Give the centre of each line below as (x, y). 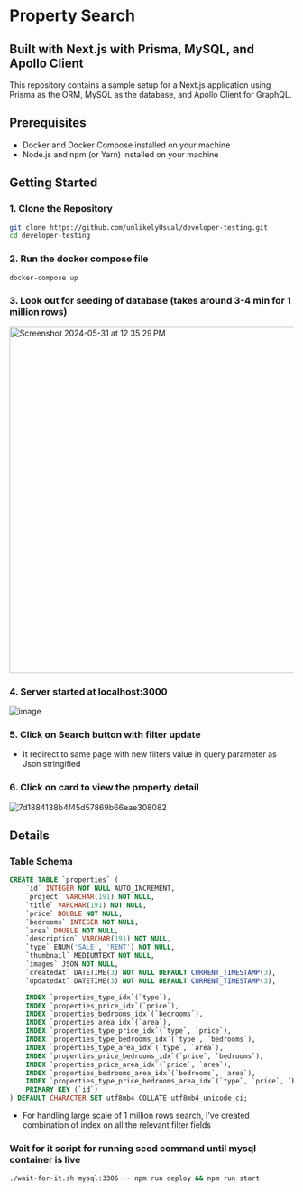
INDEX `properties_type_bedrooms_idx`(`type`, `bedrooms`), (141, 1040)
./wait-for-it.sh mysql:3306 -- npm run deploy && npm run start (134, 1178)
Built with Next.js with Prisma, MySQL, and (132, 49)
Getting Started (54, 183)
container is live (45, 1159)
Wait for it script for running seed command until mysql (133, 1148)
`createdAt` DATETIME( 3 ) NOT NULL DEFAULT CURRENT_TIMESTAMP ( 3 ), (151, 972)
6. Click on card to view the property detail (105, 788)
